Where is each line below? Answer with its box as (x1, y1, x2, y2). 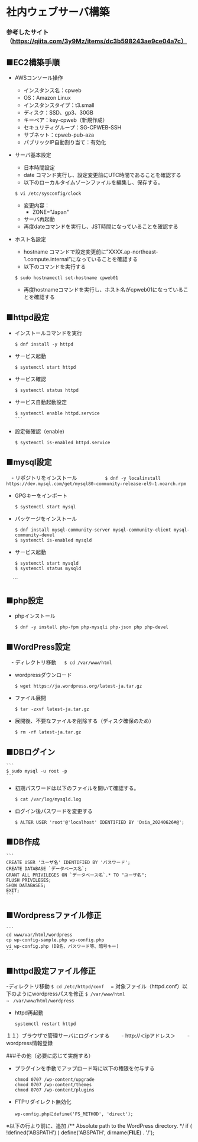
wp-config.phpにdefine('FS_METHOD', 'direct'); (14, 1111, 134, 1117)
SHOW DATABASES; (6, 882, 46, 888)
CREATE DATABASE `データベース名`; (6, 865, 87, 872)
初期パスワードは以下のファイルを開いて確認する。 (14, 784, 139, 792)
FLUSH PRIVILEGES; (6, 877, 51, 883)
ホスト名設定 (14, 235, 46, 242)
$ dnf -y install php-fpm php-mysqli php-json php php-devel (14, 624, 169, 630)
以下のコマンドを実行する (23, 262, 86, 270)
